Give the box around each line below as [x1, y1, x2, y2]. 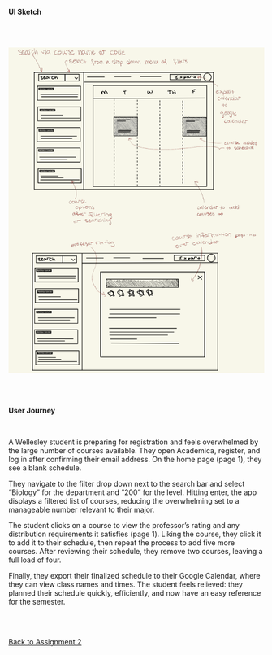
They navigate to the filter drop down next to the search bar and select [8, 479, 245, 489]
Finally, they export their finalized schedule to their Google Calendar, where [8, 571, 261, 581]
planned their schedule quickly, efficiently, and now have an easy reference [8, 588, 261, 598]
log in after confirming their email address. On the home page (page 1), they [8, 455, 262, 465]
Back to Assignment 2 [8, 637, 82, 647]
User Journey [8, 406, 55, 416]
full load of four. [8, 555, 62, 565]
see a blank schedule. [8, 463, 82, 473]
